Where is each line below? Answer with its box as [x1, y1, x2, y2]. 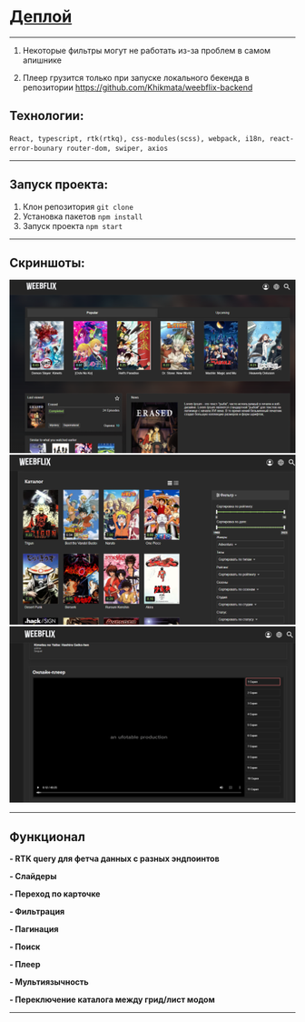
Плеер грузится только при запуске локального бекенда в [22, 72, 250, 83]
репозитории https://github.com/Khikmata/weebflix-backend [22, 82, 253, 93]
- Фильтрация [9, 907, 65, 917]
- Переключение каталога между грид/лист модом [9, 994, 215, 1006]
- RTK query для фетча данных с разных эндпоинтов [9, 853, 220, 865]
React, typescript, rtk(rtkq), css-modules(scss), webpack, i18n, [9, 134, 266, 143]
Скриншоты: [9, 255, 85, 270]
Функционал [9, 829, 86, 845]
